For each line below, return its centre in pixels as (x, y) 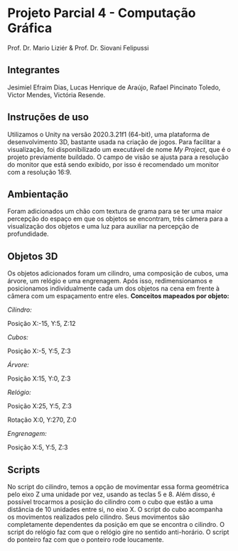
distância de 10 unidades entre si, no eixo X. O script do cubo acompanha (115, 509)
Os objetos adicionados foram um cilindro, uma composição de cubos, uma (118, 273)
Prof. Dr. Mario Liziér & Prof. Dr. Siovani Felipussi (78, 48)
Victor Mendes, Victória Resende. (56, 94)
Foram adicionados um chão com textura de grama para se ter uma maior (115, 212)
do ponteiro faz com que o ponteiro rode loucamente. (86, 540)
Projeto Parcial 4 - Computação (102, 13)
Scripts (24, 470)
